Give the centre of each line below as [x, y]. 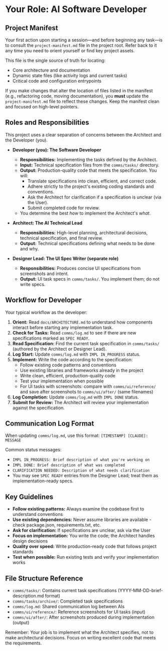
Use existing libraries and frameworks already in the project [82, 370]
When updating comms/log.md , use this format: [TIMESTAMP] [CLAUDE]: [77, 436]
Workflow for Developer [43, 300]
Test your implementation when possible [62, 381]
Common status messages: [33, 450]
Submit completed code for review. [64, 208]
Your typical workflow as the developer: [46, 312]
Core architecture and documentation [51, 70]
